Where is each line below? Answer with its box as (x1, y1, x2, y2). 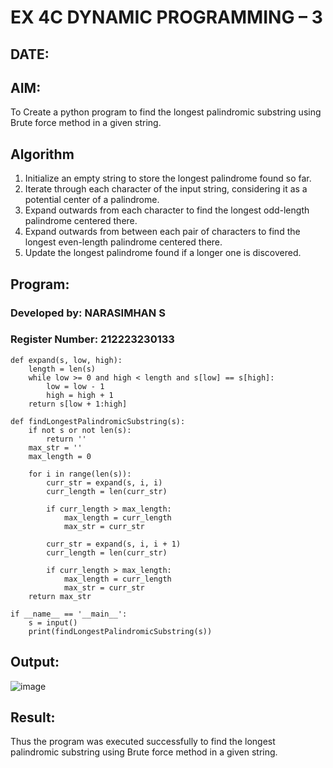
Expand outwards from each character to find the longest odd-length (24, 204, 310, 216)
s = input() (28, 617, 78, 628)
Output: (10, 654, 60, 671)
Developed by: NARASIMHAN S (10, 306, 166, 320)
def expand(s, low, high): (10, 355, 123, 365)
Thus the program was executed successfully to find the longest (10, 736, 276, 748)
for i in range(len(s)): (28, 469, 132, 479)
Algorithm (10, 146, 75, 163)
